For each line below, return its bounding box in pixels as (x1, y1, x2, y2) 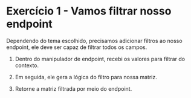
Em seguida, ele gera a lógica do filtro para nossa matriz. (15, 73, 157, 80)
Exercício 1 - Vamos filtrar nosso (6, 4, 172, 18)
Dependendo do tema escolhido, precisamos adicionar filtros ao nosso (6, 37, 183, 44)
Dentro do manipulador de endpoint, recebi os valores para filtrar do (15, 55, 186, 62)
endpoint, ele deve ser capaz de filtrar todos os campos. (6, 44, 147, 51)
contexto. (15, 62, 39, 69)
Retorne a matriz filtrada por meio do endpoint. (15, 85, 132, 92)
